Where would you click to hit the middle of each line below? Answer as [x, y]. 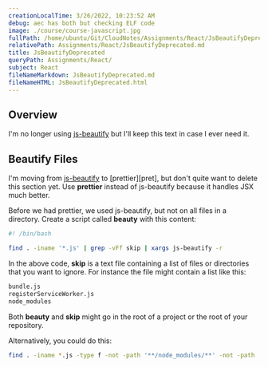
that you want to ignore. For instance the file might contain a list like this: [127, 271]
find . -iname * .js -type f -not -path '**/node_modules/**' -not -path [132, 355]
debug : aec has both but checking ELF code [82, 23]
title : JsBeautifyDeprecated [57, 53]
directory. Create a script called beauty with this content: [102, 219]
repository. [26, 325]
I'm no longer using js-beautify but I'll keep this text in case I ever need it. [129, 134]
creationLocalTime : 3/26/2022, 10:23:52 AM [82, 16]
